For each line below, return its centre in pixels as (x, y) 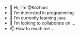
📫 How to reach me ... (32, 28)
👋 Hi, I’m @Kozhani (29, 8)
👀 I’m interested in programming (42, 13)
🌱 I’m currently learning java (38, 18)
